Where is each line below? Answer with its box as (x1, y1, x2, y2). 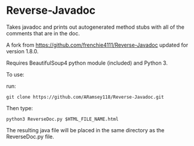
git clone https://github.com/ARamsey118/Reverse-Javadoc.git (6, 94, 164, 100)
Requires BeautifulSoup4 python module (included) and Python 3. (6, 59, 168, 66)
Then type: (6, 104, 33, 111)
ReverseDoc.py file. (6, 133, 55, 140)
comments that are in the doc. (6, 29, 80, 36)
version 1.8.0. (6, 47, 39, 54)
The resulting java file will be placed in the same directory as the (6, 126, 165, 133)
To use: (6, 71, 25, 78)
